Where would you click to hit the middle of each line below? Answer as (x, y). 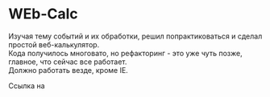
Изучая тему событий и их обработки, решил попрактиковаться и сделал (135, 36)
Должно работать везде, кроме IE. (69, 70)
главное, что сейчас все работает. (68, 62)
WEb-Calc (43, 14)
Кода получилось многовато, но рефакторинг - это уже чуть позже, (126, 53)
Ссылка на (27, 86)
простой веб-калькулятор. (54, 44)
